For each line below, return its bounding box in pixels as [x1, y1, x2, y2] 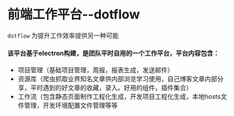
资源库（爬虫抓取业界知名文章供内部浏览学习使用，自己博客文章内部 [17, 75, 218, 83]
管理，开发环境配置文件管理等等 [23, 101, 118, 110]
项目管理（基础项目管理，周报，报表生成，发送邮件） [17, 66, 174, 74]
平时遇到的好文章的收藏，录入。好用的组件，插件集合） [30, 83, 193, 92]
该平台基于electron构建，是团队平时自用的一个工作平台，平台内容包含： [7, 49, 220, 57]
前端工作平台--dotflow [7, 6, 140, 23]
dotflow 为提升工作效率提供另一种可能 [7, 31, 119, 40]
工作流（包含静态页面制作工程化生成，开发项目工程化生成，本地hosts [17, 93, 221, 101]
